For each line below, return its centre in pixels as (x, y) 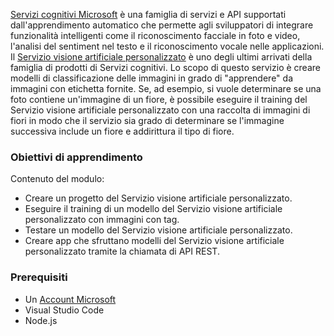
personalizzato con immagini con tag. (102, 220)
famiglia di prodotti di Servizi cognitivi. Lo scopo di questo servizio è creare (165, 67)
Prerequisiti (39, 277)
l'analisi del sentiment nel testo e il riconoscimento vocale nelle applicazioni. (167, 46)
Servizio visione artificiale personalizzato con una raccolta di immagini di (160, 110)
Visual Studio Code (64, 310)
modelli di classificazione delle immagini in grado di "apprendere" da (151, 78)
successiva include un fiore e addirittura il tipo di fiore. (122, 131)
